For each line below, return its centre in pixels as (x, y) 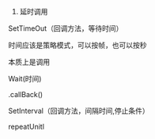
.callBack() (26, 94)
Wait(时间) (25, 79)
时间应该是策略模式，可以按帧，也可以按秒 (77, 45)
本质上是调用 (29, 62)
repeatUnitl (26, 126)
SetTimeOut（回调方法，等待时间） (66, 28)
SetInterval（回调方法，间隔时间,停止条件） (79, 111)
